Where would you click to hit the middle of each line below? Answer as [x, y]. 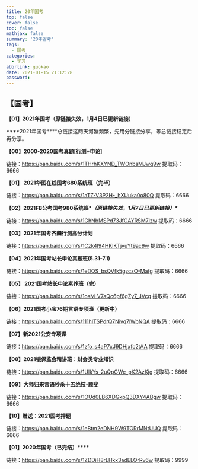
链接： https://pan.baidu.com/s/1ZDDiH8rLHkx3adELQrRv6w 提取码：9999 [97, 460]
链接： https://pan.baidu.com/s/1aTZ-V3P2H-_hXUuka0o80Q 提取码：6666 [98, 195]
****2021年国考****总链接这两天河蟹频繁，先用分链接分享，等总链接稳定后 [99, 131]
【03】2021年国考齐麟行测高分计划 [49, 233]
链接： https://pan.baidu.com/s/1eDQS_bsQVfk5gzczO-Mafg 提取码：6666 [97, 271]
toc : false [20, 28]
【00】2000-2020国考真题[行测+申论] [54, 151]
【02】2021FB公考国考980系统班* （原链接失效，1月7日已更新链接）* [92, 208]
